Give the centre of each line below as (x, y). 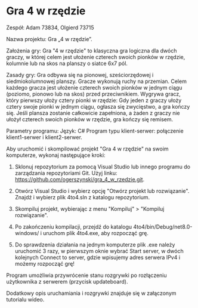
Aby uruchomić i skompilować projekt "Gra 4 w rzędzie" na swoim (87, 149)
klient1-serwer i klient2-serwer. (44, 137)
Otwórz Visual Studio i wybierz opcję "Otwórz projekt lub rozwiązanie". (102, 191)
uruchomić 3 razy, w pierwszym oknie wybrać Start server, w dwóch (99, 251)
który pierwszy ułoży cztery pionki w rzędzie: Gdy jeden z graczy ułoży (94, 100)
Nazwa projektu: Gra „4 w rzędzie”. (49, 39)
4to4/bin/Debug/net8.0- (163, 227)
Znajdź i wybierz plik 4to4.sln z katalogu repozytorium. (82, 197)
